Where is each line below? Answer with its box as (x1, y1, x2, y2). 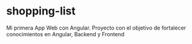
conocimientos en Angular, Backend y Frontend (6, 30, 125, 37)
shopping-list (6, 4, 76, 18)
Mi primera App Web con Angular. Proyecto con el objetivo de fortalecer (6, 24, 187, 31)
